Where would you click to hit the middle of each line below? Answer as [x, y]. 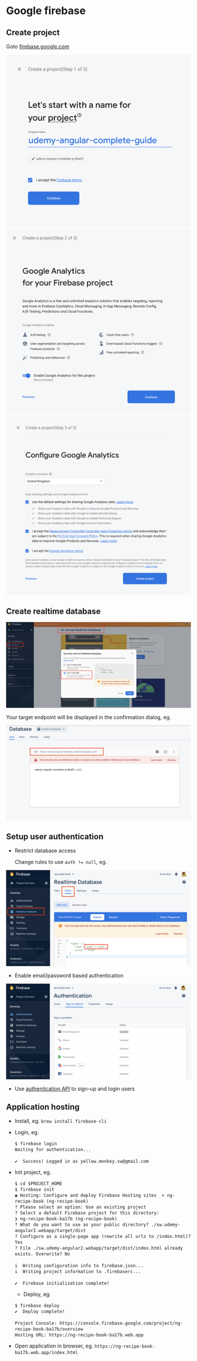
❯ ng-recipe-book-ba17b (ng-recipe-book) [66, 1219]
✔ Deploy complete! [40, 1312]
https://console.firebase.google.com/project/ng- [121, 1323]
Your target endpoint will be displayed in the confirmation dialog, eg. [89, 717]
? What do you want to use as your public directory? [81, 1225]
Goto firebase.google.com [38, 46]
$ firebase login [36, 1144]
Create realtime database [53, 612]
